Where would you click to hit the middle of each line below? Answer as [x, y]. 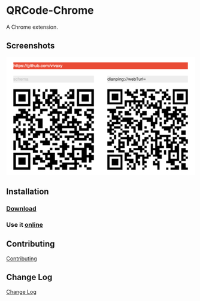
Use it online [25, 224]
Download [22, 209]
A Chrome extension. [32, 27]
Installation [28, 192]
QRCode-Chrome [50, 10]
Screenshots [31, 46]
